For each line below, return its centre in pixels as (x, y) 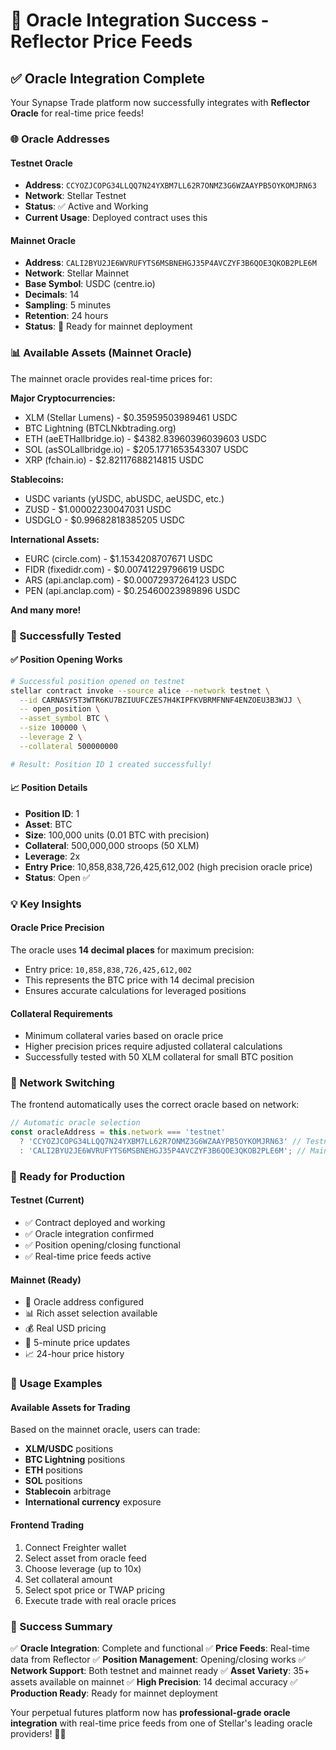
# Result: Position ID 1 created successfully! (111, 764)
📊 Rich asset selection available (91, 1313)
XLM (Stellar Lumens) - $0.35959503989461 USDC (131, 417)
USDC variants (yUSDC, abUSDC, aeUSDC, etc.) (124, 498)
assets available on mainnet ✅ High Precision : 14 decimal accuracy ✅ (154, 1681)
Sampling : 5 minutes (68, 305)
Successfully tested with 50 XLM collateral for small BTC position (159, 1057)
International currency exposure (93, 1502)
